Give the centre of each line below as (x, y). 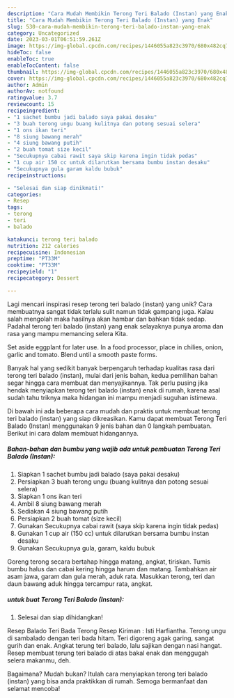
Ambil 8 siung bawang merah (59, 503)
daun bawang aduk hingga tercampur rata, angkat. (80, 584)
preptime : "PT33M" (34, 259)
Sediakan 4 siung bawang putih (63, 511)
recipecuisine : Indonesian (46, 252)
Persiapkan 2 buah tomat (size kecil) (69, 518)
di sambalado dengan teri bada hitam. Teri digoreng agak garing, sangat (111, 638)
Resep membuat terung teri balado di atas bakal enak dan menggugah (108, 653)
